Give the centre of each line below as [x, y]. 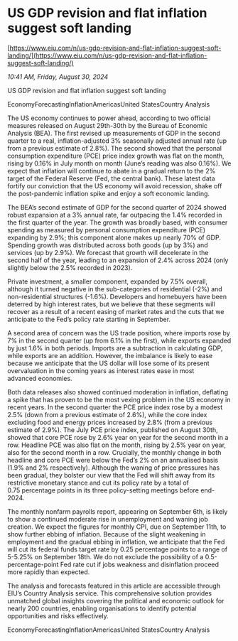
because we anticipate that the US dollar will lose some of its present [108, 363]
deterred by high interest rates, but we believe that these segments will [111, 304]
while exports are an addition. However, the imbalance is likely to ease [110, 355]
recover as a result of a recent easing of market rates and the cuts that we [116, 311]
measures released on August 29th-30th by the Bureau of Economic [108, 125]
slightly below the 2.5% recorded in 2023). [70, 267]
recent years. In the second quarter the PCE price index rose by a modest [115, 407]
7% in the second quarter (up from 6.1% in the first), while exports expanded [119, 340]
